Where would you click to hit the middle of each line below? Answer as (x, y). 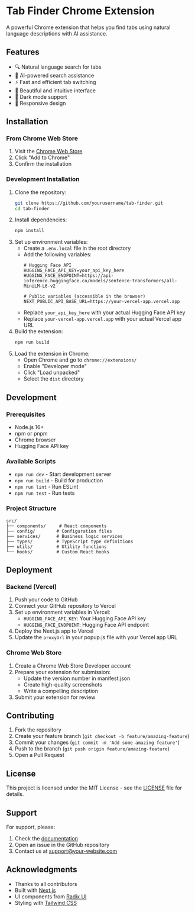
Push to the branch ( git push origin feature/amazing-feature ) (92, 749)
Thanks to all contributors (46, 884)
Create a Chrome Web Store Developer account (73, 666)
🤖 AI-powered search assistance (54, 75)
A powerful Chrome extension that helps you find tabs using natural (88, 27)
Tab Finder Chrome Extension (80, 11)
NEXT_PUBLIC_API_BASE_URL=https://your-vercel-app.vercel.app (102, 302)
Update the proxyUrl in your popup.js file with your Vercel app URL (96, 637)
